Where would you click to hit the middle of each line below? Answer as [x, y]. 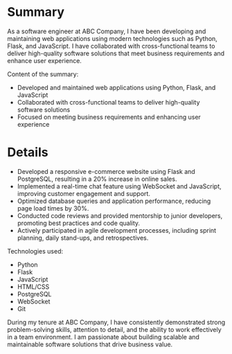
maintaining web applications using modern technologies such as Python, [113, 38]
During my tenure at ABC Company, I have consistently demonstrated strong [116, 322]
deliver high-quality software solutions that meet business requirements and [116, 53]
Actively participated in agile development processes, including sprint [117, 230]
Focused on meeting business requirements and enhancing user [109, 117]
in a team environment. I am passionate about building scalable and [103, 337]
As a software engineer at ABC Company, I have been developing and [107, 31]
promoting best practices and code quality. [79, 223]
